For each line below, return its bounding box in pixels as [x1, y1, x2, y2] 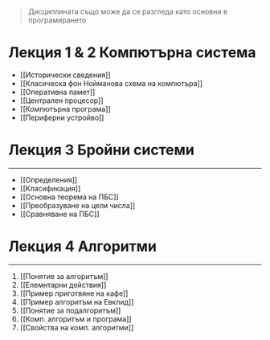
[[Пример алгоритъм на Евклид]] [19, 297, 134, 306]
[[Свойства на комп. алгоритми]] [19, 322, 134, 332]
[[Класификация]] [19, 183, 81, 193]
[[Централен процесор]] [19, 96, 104, 105]
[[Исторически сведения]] [19, 70, 111, 80]
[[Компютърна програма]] [19, 104, 111, 113]
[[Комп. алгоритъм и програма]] [19, 313, 132, 324]
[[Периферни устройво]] [19, 113, 104, 122]
